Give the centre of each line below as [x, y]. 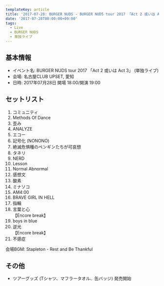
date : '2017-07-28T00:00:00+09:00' [42, 19]
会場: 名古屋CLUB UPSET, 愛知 [43, 76]
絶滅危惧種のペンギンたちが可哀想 [47, 147]
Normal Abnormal [30, 169]
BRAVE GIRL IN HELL [34, 197]
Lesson [20, 163]
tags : [11, 23]
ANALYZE [22, 129]
